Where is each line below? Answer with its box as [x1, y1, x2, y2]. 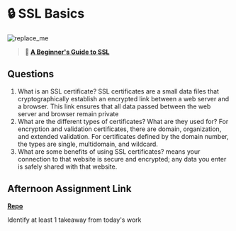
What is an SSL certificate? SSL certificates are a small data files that [17, 86, 220, 96]
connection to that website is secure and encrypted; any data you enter [17, 154, 227, 163]
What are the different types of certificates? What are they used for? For [17, 117, 229, 125]
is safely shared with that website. [17, 162, 118, 171]
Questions [7, 68, 55, 80]
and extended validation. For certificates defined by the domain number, [17, 132, 229, 140]
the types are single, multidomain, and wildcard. [17, 140, 158, 148]
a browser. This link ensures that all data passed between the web [17, 102, 211, 111]
